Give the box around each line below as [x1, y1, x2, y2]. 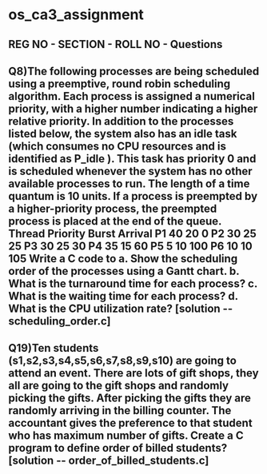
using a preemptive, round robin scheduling [8, 77, 231, 90]
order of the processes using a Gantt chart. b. [8, 264, 240, 277]
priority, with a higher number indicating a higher [8, 102, 258, 115]
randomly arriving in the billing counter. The [8, 404, 232, 417]
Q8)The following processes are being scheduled [8, 64, 260, 78]
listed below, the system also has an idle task [8, 126, 237, 141]
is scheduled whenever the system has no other [8, 164, 253, 177]
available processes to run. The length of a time [8, 177, 250, 190]
